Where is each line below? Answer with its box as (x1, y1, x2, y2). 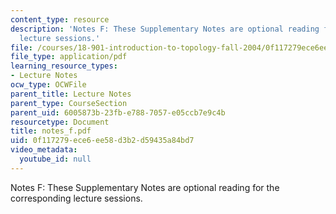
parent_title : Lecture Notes (10, 89, 132, 99)
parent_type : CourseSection (10, 98, 128, 108)
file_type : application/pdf (10, 52, 128, 62)
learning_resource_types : (10, 61, 118, 71)
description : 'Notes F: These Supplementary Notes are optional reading (10, 24, 320, 34)
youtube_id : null (19, 154, 92, 164)
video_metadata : (10, 145, 78, 155)
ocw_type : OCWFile (10, 80, 87, 90)
